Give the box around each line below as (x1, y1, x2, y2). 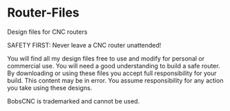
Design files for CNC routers (7, 28, 88, 36)
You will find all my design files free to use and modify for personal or (7, 54, 205, 63)
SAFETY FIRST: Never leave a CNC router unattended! (7, 41, 162, 49)
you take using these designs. (7, 83, 93, 92)
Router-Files (7, 5, 79, 21)
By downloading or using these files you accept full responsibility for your (7, 69, 217, 77)
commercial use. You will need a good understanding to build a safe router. (7, 61, 220, 70)
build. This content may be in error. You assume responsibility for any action (7, 76, 224, 84)
